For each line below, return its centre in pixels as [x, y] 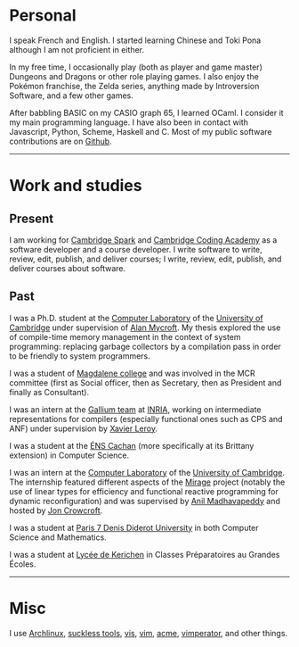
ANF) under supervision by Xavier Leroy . [84, 428]
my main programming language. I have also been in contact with [129, 122]
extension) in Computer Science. [69, 455]
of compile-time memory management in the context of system [125, 336]
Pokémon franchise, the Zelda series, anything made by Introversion [134, 86]
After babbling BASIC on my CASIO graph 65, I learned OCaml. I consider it [146, 112]
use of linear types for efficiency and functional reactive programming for [144, 491]
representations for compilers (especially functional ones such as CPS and [146, 419]
